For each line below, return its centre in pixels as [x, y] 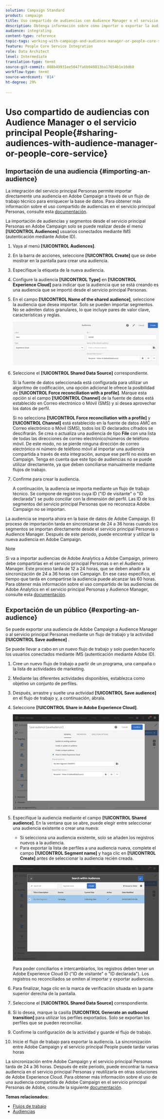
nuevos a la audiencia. [42, 843]
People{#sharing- [81, 133]
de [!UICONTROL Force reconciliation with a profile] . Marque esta [80, 393]
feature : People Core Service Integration [49, 46]
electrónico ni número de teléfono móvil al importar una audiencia [79, 449]
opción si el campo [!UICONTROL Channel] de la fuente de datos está [83, 398]
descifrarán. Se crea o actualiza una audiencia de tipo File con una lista [84, 433]
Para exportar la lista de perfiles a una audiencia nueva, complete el [88, 848]
